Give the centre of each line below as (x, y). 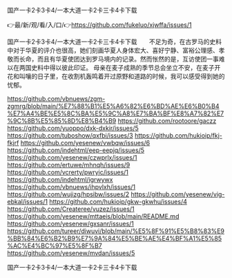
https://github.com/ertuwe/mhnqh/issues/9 (69, 165)
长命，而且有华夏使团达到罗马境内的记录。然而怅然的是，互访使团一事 (119, 59)
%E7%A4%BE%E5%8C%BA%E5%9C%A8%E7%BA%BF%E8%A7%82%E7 (116, 113)
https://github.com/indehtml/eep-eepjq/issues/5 (76, 150)
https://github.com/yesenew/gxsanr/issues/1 (71, 224)
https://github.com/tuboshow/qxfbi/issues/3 (70, 136)
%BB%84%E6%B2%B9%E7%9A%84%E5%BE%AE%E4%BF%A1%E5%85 (115, 238)
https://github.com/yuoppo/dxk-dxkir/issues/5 (73, 128)
